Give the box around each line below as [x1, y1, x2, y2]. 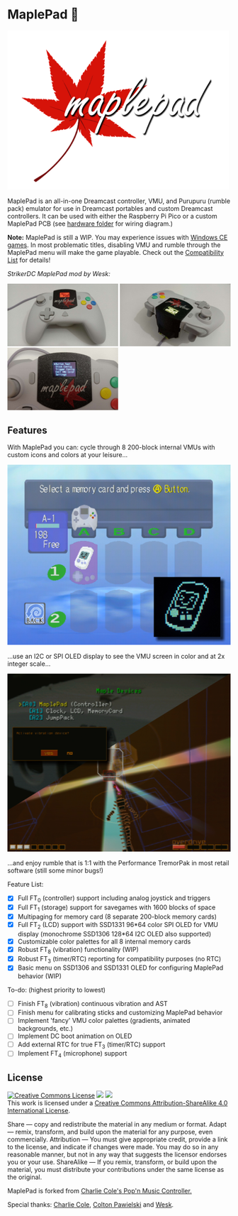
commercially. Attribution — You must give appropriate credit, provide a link [7, 1135, 228, 1144]
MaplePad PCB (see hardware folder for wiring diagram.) [7, 219, 174, 228]
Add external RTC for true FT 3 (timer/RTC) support [17, 1040, 166, 1050]
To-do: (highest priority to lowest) [7, 985, 106, 994]
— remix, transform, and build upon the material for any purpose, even [7, 1127, 213, 1136]
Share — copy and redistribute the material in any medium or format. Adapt [7, 1119, 227, 1128]
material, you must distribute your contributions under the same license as [7, 1165, 225, 1173]
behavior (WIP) [17, 972, 62, 980]
